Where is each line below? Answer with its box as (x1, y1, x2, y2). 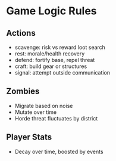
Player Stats (6, 132, 52, 143)
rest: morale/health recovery (14, 50, 85, 57)
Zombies (6, 86, 40, 97)
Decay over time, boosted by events (14, 148, 104, 155)
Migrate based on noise (14, 102, 73, 109)
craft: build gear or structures (14, 63, 87, 70)
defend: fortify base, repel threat (14, 57, 95, 63)
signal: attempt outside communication (14, 69, 111, 76)
